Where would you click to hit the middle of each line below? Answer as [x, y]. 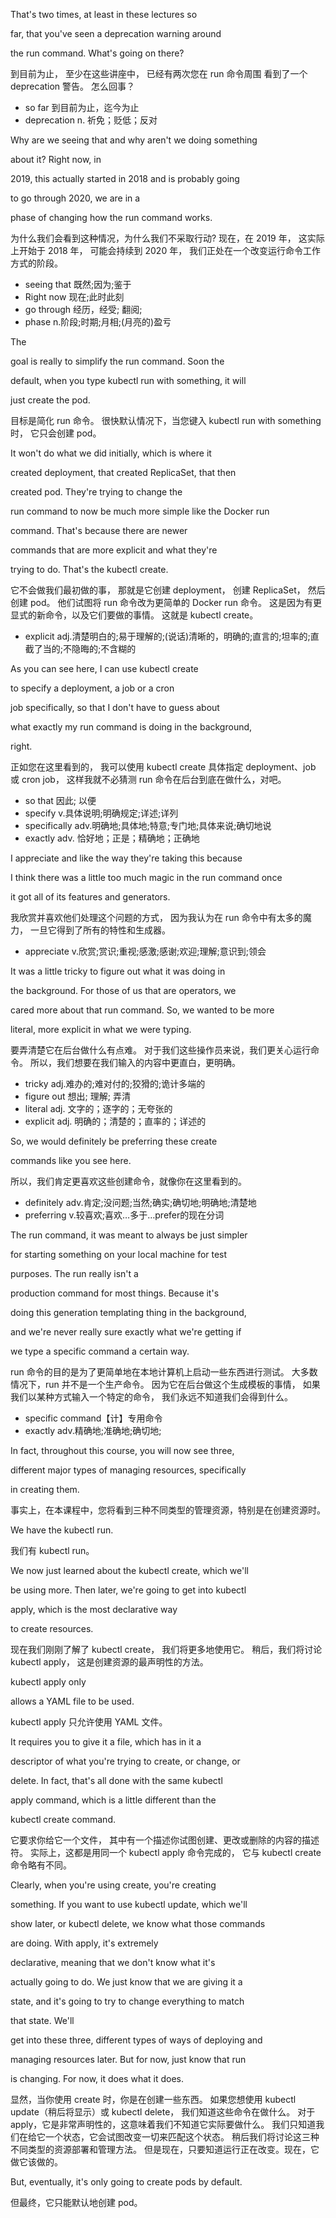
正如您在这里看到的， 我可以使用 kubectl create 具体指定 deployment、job [163, 767]
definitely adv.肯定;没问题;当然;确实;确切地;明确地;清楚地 [140, 1202]
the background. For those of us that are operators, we [123, 990]
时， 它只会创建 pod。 [56, 433]
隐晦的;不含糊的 [104, 648]
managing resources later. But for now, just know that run [128, 2059]
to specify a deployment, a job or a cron [92, 688]
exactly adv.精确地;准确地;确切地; [93, 1430]
